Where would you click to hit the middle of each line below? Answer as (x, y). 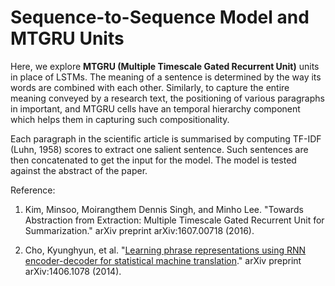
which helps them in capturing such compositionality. (120, 119)
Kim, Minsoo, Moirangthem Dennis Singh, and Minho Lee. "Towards (164, 209)
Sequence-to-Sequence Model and (160, 17)
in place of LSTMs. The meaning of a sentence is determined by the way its (166, 77)
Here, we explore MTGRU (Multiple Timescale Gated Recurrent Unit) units (165, 66)
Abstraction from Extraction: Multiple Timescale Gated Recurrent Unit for (174, 220)
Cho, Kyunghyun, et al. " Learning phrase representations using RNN (165, 250)
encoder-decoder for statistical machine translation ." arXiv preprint (163, 260)
